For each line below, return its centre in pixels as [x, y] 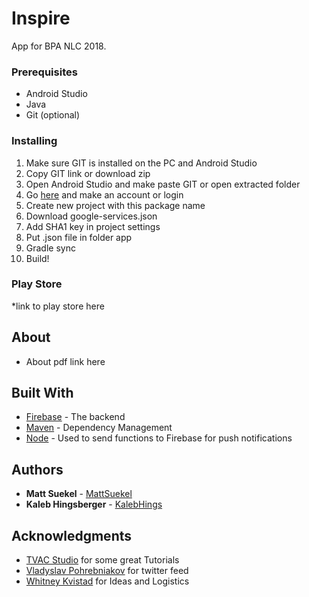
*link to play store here [58, 306]
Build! [37, 258]
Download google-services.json [91, 216]
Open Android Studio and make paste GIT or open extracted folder [163, 184]
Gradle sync [50, 248]
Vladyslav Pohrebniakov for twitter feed [107, 571]
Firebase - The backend [75, 417]
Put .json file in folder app [79, 237]
